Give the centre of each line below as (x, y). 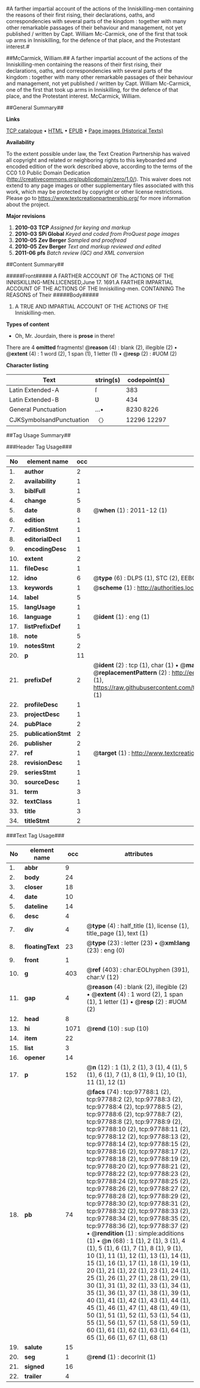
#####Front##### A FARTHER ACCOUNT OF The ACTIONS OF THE (90, 276)
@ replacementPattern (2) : (132, 673)
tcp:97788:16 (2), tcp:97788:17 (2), (138, 1151)
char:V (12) (103, 977)
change (35, 501)
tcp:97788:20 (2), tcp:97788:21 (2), (138, 1166)
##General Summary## (35, 108)
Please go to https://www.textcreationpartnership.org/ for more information (99, 198)
